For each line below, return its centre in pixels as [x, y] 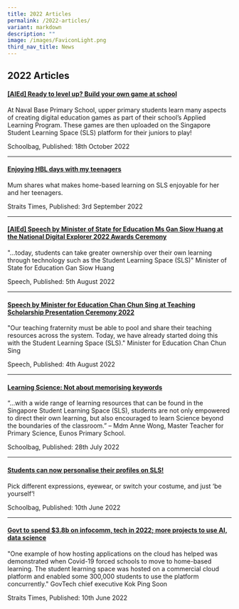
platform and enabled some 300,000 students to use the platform [103, 576]
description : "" [31, 34]
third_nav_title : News [41, 47]
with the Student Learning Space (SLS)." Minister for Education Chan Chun [117, 343]
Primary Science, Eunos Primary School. [67, 433]
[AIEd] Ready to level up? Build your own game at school [92, 94]
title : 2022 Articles [39, 14]
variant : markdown [34, 27]
